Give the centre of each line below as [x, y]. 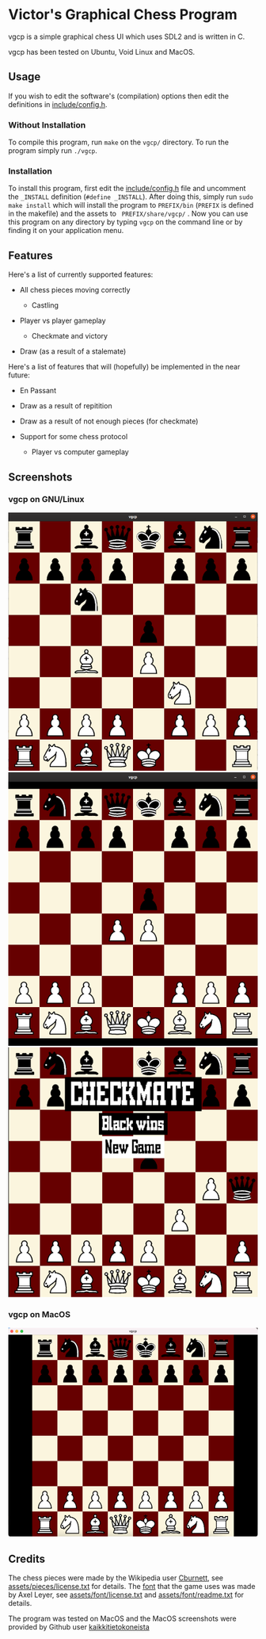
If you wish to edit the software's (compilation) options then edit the [119, 96]
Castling [45, 305]
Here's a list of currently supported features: [81, 274]
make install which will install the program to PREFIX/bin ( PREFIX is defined [131, 205]
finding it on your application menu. [66, 231]
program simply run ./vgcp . [53, 151]
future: [19, 375]
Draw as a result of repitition [66, 406]
